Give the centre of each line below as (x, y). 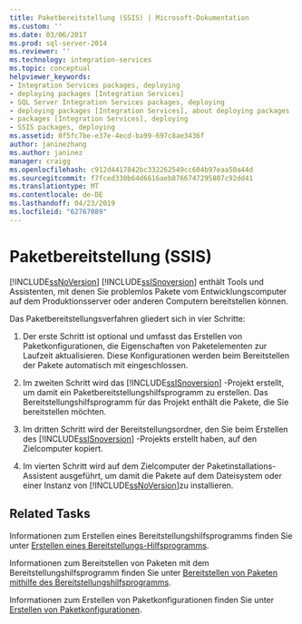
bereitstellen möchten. (64, 411)
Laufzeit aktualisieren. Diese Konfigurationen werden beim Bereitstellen (156, 356)
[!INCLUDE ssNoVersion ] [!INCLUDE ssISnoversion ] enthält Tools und (137, 281)
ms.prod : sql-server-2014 (58, 43)
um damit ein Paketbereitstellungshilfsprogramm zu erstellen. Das (146, 392)
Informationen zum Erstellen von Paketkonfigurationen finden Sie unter (142, 600)
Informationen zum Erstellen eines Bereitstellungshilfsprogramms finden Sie (151, 535)
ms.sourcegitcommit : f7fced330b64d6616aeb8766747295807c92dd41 (132, 178)
